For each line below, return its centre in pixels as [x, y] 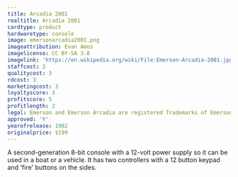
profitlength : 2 [31, 106]
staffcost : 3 [27, 67]
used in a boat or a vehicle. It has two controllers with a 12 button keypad [114, 160]
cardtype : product [34, 27]
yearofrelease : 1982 [38, 126]
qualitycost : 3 [30, 73]
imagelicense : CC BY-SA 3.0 [49, 54]
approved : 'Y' [28, 119]
